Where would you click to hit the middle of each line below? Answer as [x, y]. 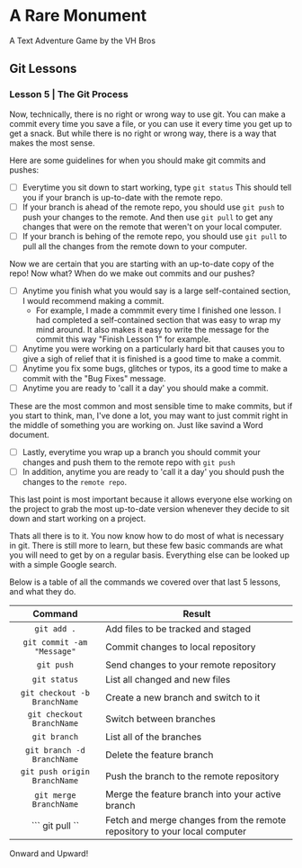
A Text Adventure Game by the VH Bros [82, 40]
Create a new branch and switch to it [182, 698]
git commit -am [55, 643]
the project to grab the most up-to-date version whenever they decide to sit [150, 509]
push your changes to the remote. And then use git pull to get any [147, 217]
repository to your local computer [176, 831]
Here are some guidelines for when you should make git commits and [138, 160]
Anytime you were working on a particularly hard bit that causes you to [153, 348]
